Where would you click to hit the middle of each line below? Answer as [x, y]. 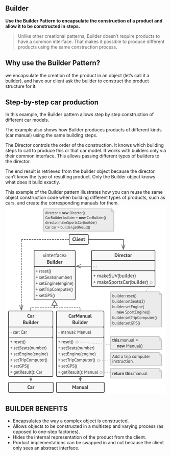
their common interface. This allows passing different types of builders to [82, 156]
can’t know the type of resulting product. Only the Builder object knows [80, 177]
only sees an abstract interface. [46, 448]
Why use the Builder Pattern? [53, 63]
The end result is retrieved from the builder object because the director [80, 171]
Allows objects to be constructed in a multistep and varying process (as [88, 426]
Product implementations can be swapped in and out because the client [88, 443]
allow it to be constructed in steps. [43, 26]
